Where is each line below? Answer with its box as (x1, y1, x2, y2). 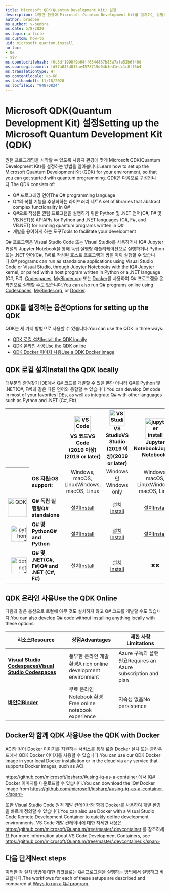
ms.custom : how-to (5, 36, 44, 41)
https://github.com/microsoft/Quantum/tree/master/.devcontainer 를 (5, 826, 147, 832)
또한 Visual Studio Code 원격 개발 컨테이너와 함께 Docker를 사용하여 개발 (5, 802, 152, 808)
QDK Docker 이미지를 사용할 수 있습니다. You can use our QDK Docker (18, 752, 161, 758)
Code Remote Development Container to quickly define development (5, 814, 149, 820)
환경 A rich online (69, 660, 108, 667)
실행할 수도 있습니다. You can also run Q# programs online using (22, 282, 153, 288)
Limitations (126, 640, 154, 647)
